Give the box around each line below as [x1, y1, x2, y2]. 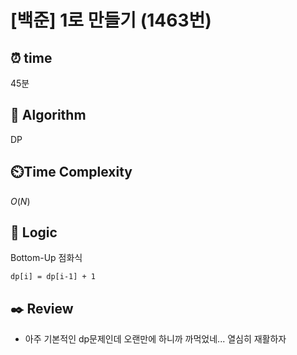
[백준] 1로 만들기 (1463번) [10, 9, 212, 32]
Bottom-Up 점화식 [10, 252, 83, 264]
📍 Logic [10, 224, 58, 241]
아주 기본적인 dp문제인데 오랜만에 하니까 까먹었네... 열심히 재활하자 [24, 333, 287, 345]
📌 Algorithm [10, 107, 87, 124]
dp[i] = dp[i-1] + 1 [10, 272, 97, 282]
